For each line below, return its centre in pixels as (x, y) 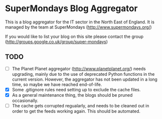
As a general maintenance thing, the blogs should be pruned (72, 95)
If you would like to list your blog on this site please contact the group (74, 36)
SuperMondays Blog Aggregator (71, 8)
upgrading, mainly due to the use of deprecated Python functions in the (83, 74)
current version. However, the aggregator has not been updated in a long (85, 79)
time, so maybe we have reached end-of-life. (57, 84)
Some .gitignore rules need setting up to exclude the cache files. (76, 89)
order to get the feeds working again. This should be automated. (76, 111)
